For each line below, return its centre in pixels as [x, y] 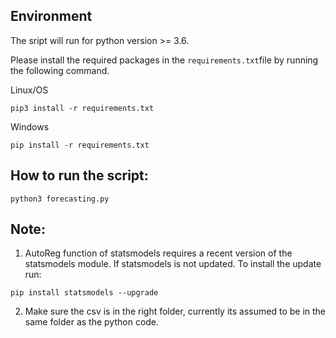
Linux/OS [29, 90]
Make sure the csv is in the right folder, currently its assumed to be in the [175, 311]
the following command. [60, 70]
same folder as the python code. [92, 322]
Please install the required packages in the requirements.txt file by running [164, 60]
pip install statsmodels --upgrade [84, 293]
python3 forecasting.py [60, 199]
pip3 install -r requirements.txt [82, 108]
